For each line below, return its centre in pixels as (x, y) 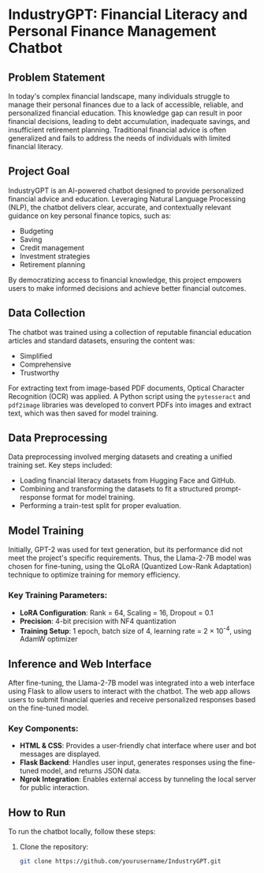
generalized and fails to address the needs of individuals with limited (119, 138)
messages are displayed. (60, 754)
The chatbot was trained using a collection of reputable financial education (130, 332)
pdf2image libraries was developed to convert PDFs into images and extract (130, 405)
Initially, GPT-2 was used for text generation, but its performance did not (125, 550)
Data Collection (47, 313)
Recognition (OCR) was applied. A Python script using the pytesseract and (129, 396)
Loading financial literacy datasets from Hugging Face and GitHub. (128, 480)
